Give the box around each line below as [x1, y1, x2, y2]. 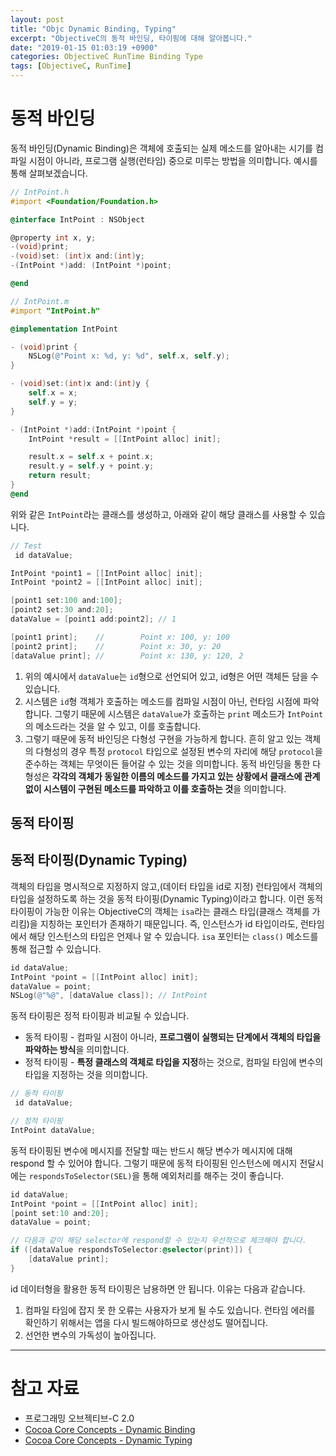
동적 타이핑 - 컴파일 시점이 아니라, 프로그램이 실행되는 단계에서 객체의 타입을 [24, 1031, 322, 1043]
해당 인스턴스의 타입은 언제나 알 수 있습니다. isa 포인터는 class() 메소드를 [28, 930, 319, 942]
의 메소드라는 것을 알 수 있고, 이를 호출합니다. [24, 720, 202, 732]
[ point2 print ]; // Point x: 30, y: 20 [10, 641, 222, 651]
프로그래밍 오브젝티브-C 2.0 [24, 1412, 135, 1424]
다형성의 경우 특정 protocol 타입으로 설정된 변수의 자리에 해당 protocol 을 [35, 745, 323, 757]
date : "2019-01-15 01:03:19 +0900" [10, 42, 159, 53]
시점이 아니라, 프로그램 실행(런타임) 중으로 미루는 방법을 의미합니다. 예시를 [28, 154, 318, 166]
